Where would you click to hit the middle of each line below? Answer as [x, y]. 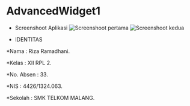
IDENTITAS [29, 39]
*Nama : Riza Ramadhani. [38, 51]
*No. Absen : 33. [27, 74]
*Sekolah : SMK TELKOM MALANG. [51, 98]
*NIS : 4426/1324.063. [35, 86]
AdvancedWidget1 [54, 11]
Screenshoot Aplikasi [41, 28]
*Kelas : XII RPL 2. [29, 63]
